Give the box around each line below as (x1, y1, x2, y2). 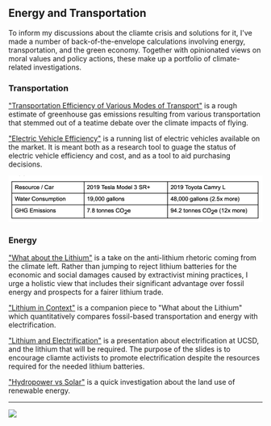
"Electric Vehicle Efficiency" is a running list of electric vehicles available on (8, 133, 261, 144)
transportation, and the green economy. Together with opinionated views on (8, 44, 261, 55)
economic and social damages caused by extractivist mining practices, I (8, 270, 248, 280)
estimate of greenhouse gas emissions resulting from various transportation (8, 109, 261, 120)
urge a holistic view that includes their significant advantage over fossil (8, 279, 244, 289)
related (8, 62, 32, 72)
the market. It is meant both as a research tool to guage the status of (8, 142, 236, 152)
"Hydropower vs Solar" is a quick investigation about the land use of (8, 377, 236, 387)
